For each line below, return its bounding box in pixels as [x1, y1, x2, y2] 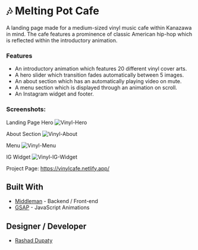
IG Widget [6, 153, 31, 160]
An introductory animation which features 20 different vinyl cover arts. [14, 65, 187, 72]
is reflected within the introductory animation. [6, 37, 118, 44]
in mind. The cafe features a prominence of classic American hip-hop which [6, 30, 193, 37]
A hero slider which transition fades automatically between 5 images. [14, 71, 184, 78]
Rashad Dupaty [14, 237, 53, 244]
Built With [6, 182, 43, 192]
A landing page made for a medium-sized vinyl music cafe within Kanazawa [6, 24, 192, 31]
